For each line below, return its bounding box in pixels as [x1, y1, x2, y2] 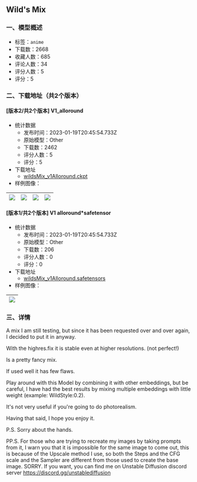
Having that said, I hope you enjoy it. [6, 414, 95, 422]
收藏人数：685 [14, 53, 51, 60]
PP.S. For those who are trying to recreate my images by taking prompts [6, 438, 181, 445]
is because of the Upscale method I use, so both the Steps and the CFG [6, 450, 180, 458]
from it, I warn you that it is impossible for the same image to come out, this [6, 444, 189, 451]
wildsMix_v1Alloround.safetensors [23, 275, 106, 282]
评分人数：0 [23, 253, 53, 261]
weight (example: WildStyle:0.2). [6, 392, 86, 399]
